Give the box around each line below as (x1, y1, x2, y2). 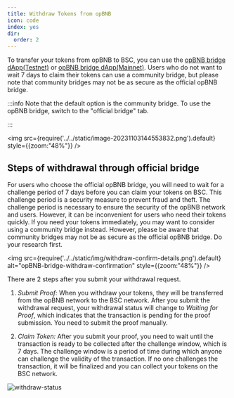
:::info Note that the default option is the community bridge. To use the (7, 99, 211, 108)
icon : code (7, 17, 39, 24)
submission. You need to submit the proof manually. (17, 318, 168, 327)
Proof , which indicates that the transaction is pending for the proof (17, 311, 211, 319)
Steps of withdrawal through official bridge (7, 162, 200, 174)
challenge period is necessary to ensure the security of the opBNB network (7, 203, 226, 211)
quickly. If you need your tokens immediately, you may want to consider (7, 217, 215, 226)
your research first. (7, 240, 63, 248)
